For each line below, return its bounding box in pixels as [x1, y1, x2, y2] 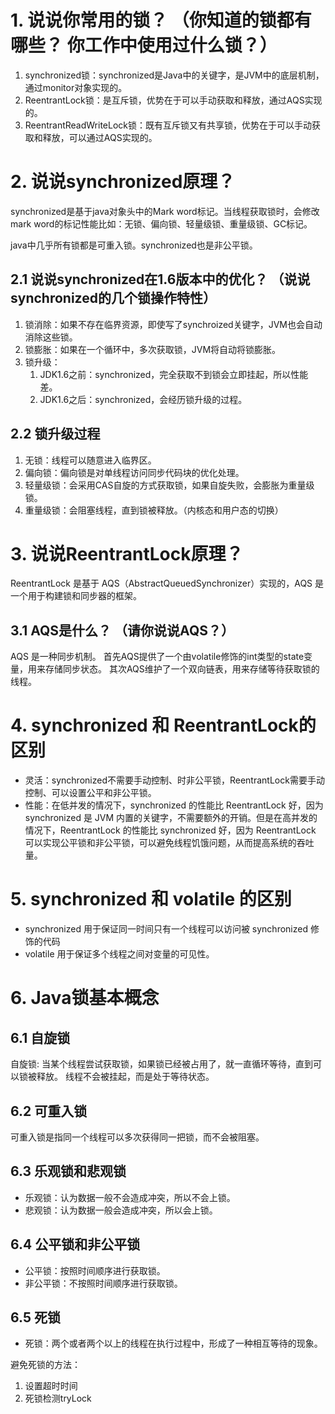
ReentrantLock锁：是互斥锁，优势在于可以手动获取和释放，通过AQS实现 [24, 94, 323, 106]
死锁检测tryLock [24, 1392, 92, 1405]
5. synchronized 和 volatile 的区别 [10, 888, 292, 911]
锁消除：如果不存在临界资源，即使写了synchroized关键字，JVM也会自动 [24, 318, 323, 330]
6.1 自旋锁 [10, 1029, 71, 1046]
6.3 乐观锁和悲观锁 [10, 1163, 127, 1180]
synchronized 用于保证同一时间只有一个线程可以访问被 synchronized [24, 923, 308, 935]
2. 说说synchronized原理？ [10, 171, 236, 193]
